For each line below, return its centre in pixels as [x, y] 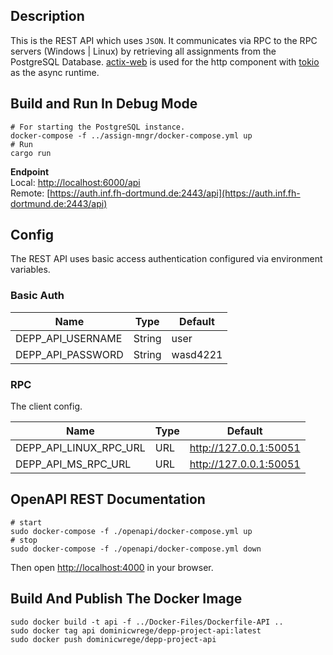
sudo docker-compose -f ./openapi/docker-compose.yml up [131, 531]
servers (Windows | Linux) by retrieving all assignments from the [143, 51]
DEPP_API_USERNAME [69, 338]
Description [47, 16]
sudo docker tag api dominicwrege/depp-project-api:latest [136, 630]
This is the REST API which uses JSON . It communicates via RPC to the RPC [164, 40]
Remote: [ [30, 193]
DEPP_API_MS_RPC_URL [73, 464]
